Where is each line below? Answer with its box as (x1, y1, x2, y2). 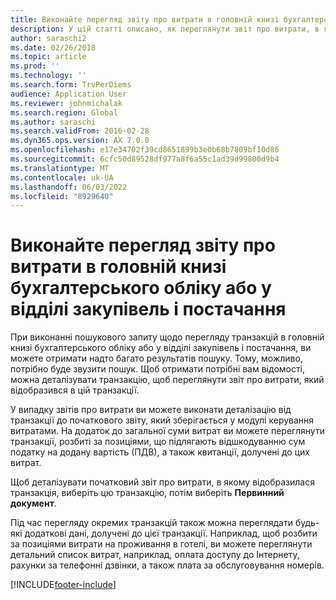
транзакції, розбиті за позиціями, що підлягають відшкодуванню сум (10, 436, 306, 448)
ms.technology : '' (10, 71, 87, 81)
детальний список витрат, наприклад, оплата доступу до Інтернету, (10, 549, 300, 561)
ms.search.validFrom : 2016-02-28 (10, 126, 150, 136)
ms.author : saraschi (10, 117, 97, 127)
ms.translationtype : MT (10, 163, 110, 173)
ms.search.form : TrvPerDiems (10, 80, 132, 90)
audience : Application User (10, 89, 128, 99)
